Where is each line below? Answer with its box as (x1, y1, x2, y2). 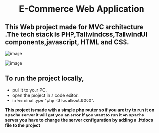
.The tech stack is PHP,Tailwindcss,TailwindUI (5, 30, 148, 38)
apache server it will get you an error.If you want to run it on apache (5, 112, 144, 117)
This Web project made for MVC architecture (5, 23, 143, 31)
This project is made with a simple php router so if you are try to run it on (5, 107, 155, 113)
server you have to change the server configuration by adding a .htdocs (5, 117, 153, 123)
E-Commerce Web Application (19, 3, 144, 15)
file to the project (5, 122, 40, 128)
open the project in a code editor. (12, 92, 79, 98)
